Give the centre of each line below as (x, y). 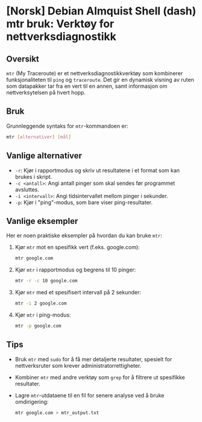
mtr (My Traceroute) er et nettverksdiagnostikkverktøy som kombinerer (95, 73)
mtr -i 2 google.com (41, 303)
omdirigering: (32, 402)
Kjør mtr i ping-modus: (43, 315)
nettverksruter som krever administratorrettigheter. (78, 365)
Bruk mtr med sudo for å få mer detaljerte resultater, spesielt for (93, 359)
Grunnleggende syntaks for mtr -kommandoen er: (67, 126)
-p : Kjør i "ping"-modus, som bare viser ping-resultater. (84, 202)
